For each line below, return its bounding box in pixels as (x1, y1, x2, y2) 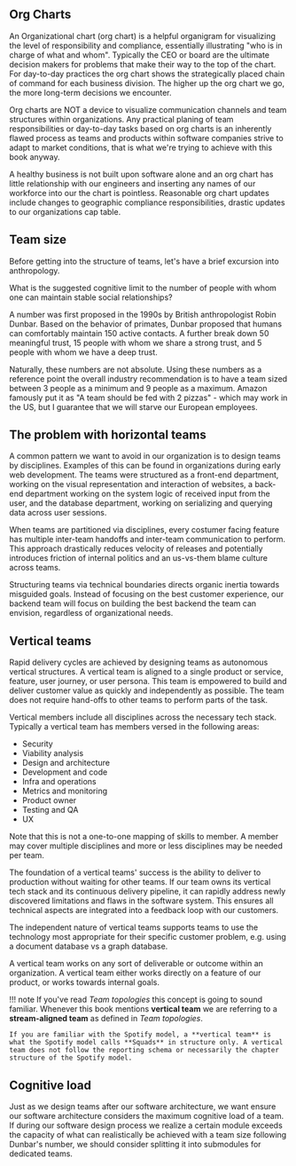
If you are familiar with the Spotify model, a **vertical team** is (9, 1030, 272, 1039)
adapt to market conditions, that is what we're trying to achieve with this (9, 142, 273, 153)
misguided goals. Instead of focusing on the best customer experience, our (9, 589, 284, 600)
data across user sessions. (9, 508, 107, 518)
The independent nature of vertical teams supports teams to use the (9, 922, 259, 933)
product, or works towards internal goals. (9, 977, 160, 988)
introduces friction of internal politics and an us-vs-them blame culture (9, 553, 269, 563)
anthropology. (9, 265, 60, 276)
